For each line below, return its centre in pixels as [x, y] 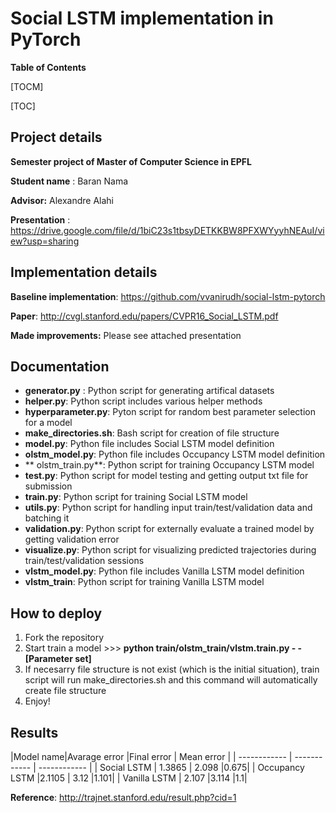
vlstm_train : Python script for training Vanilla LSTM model [144, 582]
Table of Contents [48, 67]
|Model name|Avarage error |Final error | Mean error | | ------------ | [151, 756]
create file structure [65, 691]
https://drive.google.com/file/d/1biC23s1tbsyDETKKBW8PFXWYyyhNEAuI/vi [167, 230]
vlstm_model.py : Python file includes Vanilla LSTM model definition [164, 571]
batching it [47, 518]
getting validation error [72, 539]
